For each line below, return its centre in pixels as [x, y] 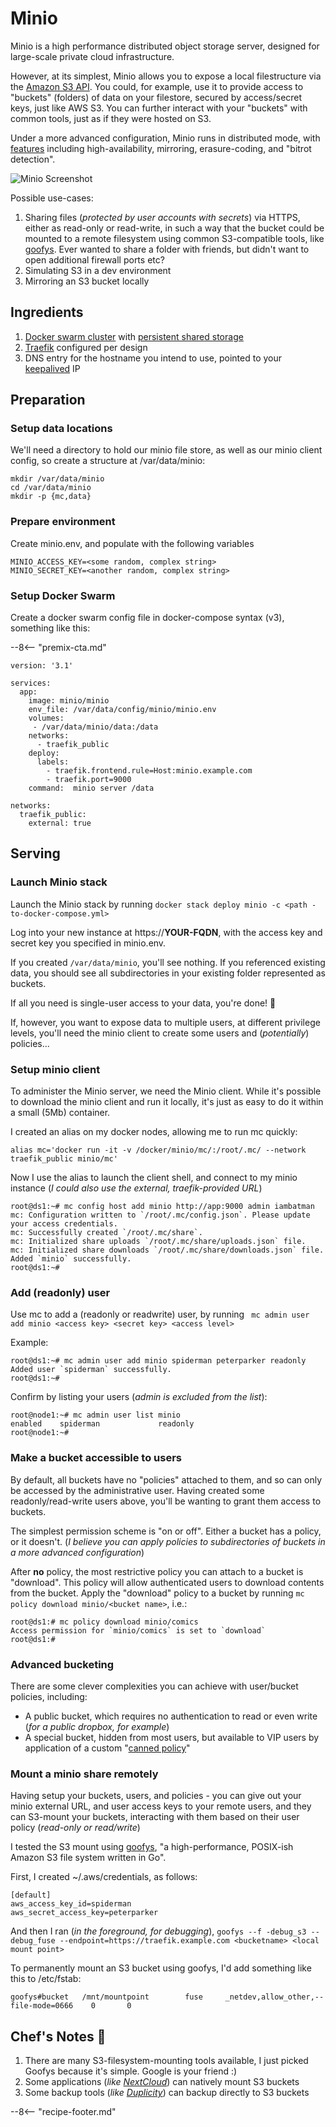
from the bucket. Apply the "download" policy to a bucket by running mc [157, 1593]
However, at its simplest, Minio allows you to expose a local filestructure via [166, 76]
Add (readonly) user [60, 1292]
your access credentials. [64, 1224]
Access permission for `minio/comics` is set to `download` [138, 1630]
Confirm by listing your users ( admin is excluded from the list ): [139, 1397]
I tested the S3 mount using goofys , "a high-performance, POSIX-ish [152, 1847]
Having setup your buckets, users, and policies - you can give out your [156, 1796]
